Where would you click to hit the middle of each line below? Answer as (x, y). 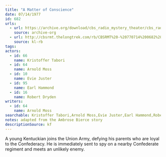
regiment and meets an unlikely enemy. (45, 149)
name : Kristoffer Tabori (40, 60)
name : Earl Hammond (34, 88)
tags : (11, 46)
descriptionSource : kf (28, 124)
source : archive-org (35, 33)
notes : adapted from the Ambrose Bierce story (54, 120)
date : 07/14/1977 (23, 14)
